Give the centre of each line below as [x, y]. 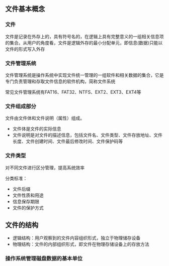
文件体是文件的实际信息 [37, 129]
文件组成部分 [21, 106]
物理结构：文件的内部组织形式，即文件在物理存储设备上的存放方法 [81, 244]
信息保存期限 [26, 201]
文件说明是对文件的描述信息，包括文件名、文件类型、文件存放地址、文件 [87, 135]
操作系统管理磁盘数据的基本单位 [44, 258]
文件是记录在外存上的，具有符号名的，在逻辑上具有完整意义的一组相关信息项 [84, 36]
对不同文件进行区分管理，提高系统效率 [45, 168]
